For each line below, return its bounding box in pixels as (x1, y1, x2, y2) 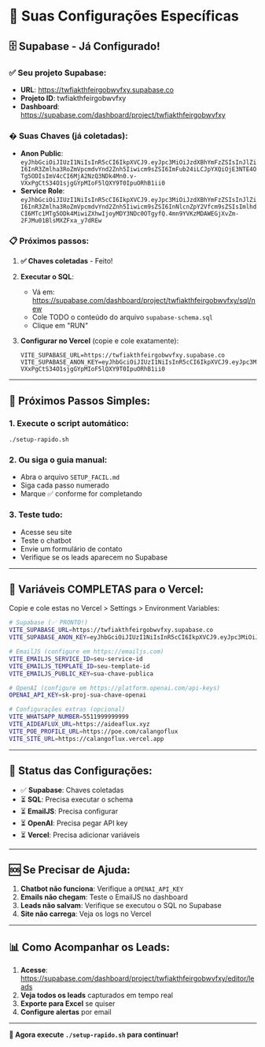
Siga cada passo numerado (20, 480, 109, 490)
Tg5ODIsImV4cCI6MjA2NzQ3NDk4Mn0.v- (20, 173, 138, 181)
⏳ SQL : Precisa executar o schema (20, 795, 134, 804)
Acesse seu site (20, 527, 72, 537)
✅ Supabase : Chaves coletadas (20, 785, 124, 795)
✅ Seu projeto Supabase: (9, 67, 107, 78)
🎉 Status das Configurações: (9, 765, 153, 778)
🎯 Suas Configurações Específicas (9, 7, 239, 25)
